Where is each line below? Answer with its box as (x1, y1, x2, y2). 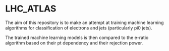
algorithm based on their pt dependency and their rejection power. (5, 39, 143, 45)
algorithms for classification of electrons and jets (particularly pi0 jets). (5, 24, 152, 30)
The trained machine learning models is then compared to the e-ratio (5, 34, 149, 40)
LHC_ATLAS (5, 3, 57, 14)
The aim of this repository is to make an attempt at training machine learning (5, 19, 164, 25)
